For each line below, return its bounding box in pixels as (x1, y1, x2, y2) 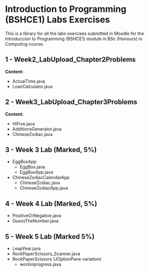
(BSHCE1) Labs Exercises (5, 14, 110, 25)
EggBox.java (19, 164, 45, 170)
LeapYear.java (12, 246, 41, 251)
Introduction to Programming (5, 3, 127, 15)
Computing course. (5, 41, 44, 47)
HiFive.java (12, 121, 35, 127)
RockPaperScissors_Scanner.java (12, 251, 80, 257)
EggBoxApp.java (19, 169, 53, 175)
